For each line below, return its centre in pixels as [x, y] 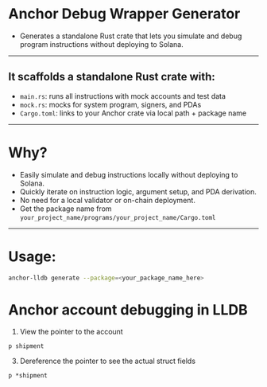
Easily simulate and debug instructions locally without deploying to [129, 174]
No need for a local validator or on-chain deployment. [108, 200]
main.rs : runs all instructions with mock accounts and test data [123, 96]
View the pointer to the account [71, 332]
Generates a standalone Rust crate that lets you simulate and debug [131, 36]
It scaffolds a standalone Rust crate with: [112, 77]
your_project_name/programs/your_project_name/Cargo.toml [118, 217]
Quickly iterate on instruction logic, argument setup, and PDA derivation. [138, 191]
